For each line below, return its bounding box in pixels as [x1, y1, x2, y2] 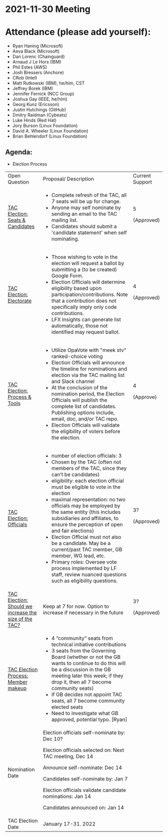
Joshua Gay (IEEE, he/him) [12, 96, 67, 102]
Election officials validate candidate [42, 786, 126, 793]
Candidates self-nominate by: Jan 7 [42, 775, 128, 782]
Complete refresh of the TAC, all [51, 191, 126, 198]
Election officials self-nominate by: [42, 729, 125, 736]
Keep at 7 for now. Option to [42, 602, 109, 609]
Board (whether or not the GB [51, 653, 121, 660]
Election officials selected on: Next [42, 746, 124, 753]
